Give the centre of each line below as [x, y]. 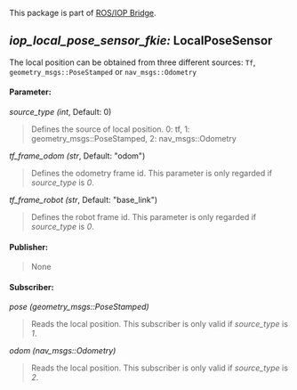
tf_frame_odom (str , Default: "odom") [77, 156]
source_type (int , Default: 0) [60, 112]
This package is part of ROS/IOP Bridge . [83, 13]
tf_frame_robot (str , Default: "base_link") [84, 200]
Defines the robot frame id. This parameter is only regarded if [144, 217]
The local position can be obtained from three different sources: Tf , [132, 62]
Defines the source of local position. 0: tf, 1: [110, 129]
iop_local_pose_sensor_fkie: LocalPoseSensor [141, 41]
